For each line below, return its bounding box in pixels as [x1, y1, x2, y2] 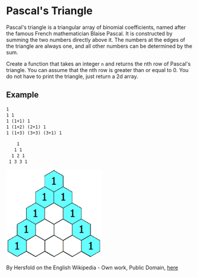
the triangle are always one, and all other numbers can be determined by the [6, 43, 193, 50]
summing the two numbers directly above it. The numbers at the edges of [6, 36, 186, 43]
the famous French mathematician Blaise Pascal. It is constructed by [6, 30, 173, 37]
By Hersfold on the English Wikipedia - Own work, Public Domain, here [6, 264, 178, 271]
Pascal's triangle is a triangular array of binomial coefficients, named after [6, 24, 186, 31]
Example [6, 90, 39, 100]
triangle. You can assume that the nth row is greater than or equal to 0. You [6, 66, 189, 73]
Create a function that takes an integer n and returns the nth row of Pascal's [6, 60, 191, 67]
